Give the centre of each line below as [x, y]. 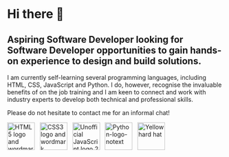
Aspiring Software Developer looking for [95, 40]
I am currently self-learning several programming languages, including [107, 77]
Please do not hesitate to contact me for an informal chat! [89, 113]
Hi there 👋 [35, 14]
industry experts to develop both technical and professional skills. [100, 100]
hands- [206, 50]
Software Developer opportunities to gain [98, 50]
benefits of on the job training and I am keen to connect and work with [107, 92]
